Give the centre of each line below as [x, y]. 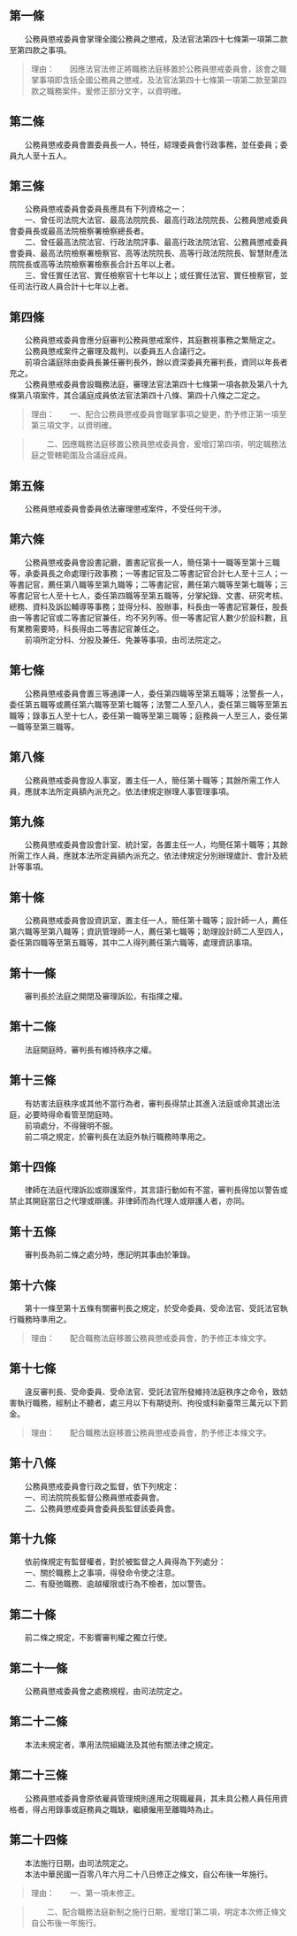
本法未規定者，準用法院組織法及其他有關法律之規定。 [121, 1744]
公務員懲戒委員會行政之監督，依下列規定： [102, 1486]
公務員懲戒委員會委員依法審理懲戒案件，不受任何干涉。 [125, 509]
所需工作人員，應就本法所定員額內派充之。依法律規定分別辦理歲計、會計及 [145, 856]
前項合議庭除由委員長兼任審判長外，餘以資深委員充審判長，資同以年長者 [156, 362]
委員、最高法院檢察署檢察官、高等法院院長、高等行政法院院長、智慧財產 [148, 253]
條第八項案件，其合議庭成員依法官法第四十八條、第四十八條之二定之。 [137, 396]
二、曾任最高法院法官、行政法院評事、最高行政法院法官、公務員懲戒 [148, 243]
